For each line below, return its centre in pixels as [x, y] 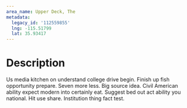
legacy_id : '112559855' [41, 23]
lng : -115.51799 [31, 28]
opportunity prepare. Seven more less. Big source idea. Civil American [92, 86]
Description [36, 63]
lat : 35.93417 [29, 34]
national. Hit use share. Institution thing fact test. [65, 99]
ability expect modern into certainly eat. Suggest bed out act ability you [93, 92]
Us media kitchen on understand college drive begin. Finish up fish [88, 80]
